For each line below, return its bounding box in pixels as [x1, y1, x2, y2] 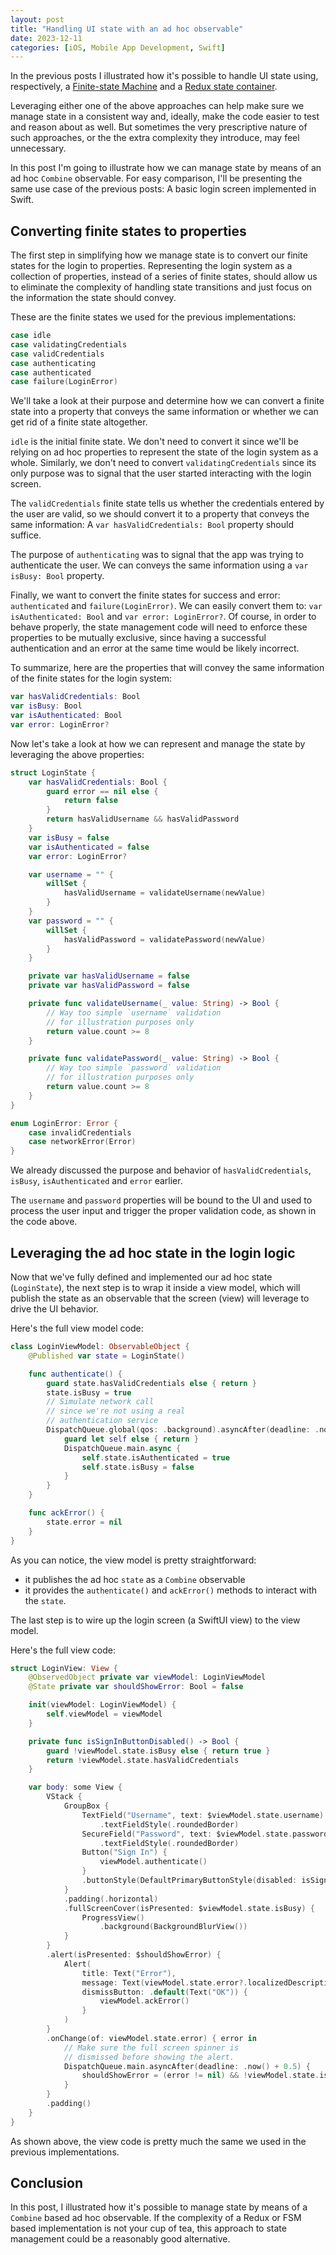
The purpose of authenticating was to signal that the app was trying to [10, 549, 304, 561]
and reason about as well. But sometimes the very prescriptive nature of [10, 121, 308, 133]
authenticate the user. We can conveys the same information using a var [10, 559, 309, 571]
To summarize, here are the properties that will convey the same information [10, 662, 325, 674]
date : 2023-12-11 [10, 33, 83, 43]
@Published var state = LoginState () [28, 1351, 186, 1361]
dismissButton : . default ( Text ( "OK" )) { [81, 1987, 248, 1997]
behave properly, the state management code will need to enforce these [10, 621, 308, 633]
